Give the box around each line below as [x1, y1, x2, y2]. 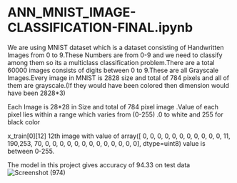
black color [7, 117, 41, 126]
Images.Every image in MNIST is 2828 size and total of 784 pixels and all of [7, 73, 230, 82]
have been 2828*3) [7, 89, 66, 97]
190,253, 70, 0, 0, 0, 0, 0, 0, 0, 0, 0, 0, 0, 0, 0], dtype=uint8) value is [7, 139, 206, 147]
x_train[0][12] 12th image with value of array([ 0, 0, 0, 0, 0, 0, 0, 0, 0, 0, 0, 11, [7, 132, 231, 140]
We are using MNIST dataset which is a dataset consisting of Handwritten [7, 43, 224, 51]
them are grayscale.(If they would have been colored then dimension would [7, 81, 230, 89]
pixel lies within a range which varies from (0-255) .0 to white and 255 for [7, 110, 223, 119]
